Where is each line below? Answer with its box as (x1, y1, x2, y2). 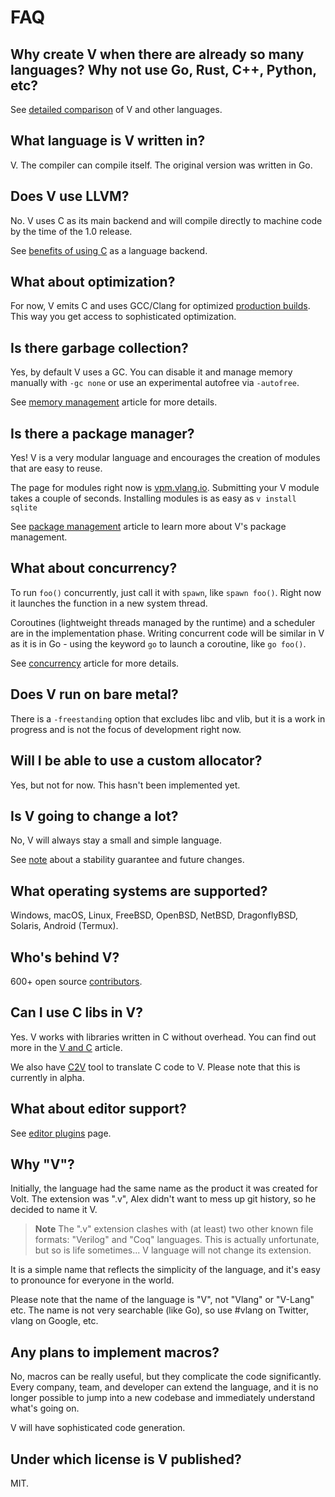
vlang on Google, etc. (10, 1315, 99, 1327)
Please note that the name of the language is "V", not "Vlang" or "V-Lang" (10, 1294, 315, 1306)
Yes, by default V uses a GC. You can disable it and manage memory (10, 366, 293, 378)
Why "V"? (10, 1156, 75, 1173)
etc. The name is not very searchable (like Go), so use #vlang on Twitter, (10, 1304, 309, 1316)
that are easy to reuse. (10, 462, 103, 475)
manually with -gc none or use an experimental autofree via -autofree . (10, 377, 300, 389)
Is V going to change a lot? (10, 807, 179, 825)
